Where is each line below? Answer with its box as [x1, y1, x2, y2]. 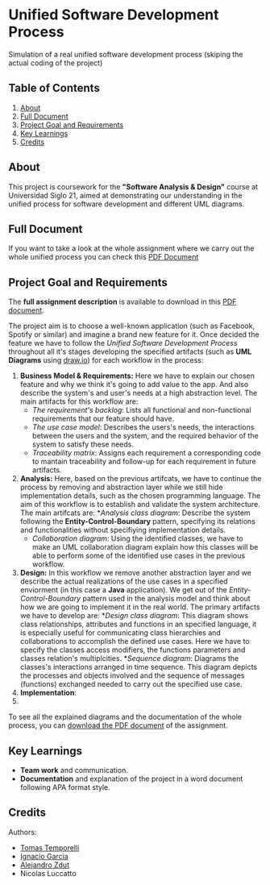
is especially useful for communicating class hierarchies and [19, 628, 222, 638]
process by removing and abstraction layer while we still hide [19, 482, 223, 492]
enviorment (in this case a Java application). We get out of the [19, 585, 228, 595]
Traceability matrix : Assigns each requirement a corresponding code [31, 448, 262, 458]
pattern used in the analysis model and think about [82, 594, 251, 604]
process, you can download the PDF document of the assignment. [8, 721, 228, 730]
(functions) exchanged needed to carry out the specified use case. [19, 679, 243, 689]
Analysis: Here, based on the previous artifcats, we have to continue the [19, 474, 262, 484]
